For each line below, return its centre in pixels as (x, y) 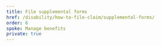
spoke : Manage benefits (36, 28)
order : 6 (17, 23)
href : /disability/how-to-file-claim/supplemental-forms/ (80, 17)
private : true (24, 34)
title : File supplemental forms (47, 12)
